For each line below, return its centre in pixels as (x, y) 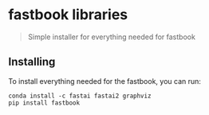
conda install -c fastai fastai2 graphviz (80, 96)
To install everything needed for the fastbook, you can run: (105, 81)
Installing (32, 62)
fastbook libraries (68, 15)
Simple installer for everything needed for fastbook (111, 37)
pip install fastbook (44, 103)
